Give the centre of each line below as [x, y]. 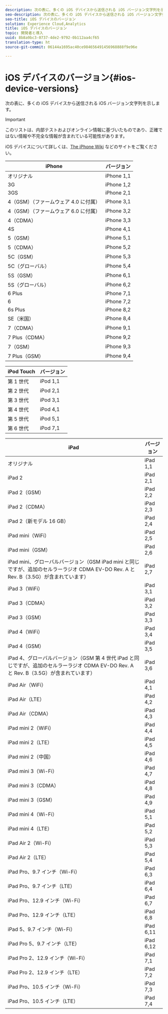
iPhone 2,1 [118, 192]
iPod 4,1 [50, 409]
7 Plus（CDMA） [28, 337]
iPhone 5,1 [118, 237]
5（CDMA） [22, 247]
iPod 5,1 [50, 418]
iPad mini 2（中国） [31, 756]
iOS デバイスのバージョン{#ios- [70, 77]
